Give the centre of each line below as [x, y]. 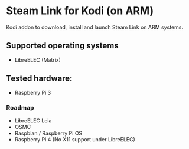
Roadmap [20, 108]
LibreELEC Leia [33, 120]
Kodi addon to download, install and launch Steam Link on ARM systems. [95, 27]
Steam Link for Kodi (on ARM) [80, 11]
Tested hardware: [39, 79]
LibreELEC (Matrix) [38, 59]
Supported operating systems [63, 46]
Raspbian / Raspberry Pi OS [48, 133]
